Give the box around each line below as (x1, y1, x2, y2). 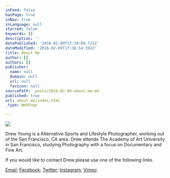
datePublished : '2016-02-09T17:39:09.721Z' (5, 41, 100, 46)
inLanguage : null (5, 21, 42, 27)
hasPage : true (5, 12, 36, 17)
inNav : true (5, 17, 31, 22)
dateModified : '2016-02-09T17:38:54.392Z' (5, 46, 97, 51)
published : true (5, 93, 40, 98)
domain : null (10, 74, 38, 79)
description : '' (5, 36, 40, 41)
